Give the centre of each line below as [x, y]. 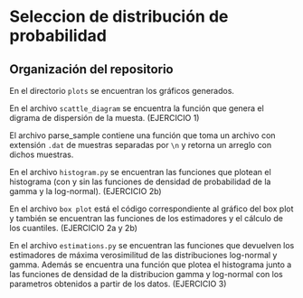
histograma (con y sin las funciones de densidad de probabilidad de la [140, 182]
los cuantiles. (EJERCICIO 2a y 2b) [74, 228]
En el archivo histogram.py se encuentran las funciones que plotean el [140, 172]
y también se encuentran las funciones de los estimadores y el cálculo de [146, 218]
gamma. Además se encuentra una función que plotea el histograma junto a [151, 265]
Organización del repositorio [91, 69]
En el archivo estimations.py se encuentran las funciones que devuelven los [152, 245]
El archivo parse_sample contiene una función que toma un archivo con [142, 135]
